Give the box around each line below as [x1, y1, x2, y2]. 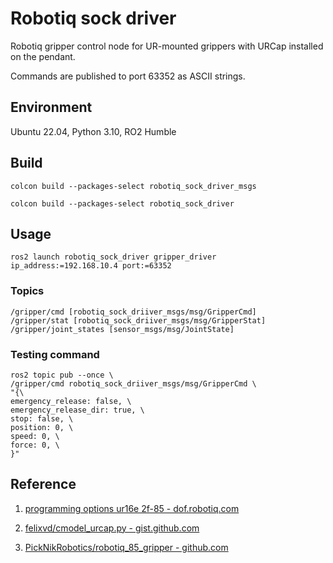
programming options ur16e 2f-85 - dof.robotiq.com [24, 502, 240, 514]
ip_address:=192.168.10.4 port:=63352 [10, 261, 172, 271]
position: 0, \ [10, 422, 74, 432]
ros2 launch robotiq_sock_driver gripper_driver [10, 252, 217, 262]
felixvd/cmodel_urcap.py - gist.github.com [24, 522, 200, 534]
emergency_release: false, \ [10, 396, 132, 406]
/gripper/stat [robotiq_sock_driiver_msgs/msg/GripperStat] [10, 315, 267, 326]
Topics [10, 284, 45, 298]
